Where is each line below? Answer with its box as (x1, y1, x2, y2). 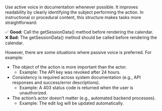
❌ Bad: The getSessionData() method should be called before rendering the (5, 35, 157, 40)
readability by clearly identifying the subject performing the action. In (5, 9, 144, 15)
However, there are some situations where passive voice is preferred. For (5, 50, 152, 55)
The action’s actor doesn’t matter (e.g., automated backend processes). (12, 95, 156, 101)
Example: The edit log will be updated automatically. (19, 100, 124, 106)
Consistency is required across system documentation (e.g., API (12, 74, 141, 80)
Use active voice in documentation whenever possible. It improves (5, 4, 138, 10)
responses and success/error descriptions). (12, 80, 100, 85)
